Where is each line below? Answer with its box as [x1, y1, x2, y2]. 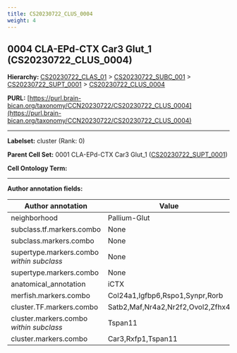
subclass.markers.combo [11, 236, 95, 246]
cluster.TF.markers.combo [11, 302, 99, 312]
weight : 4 [7, 17, 37, 24]
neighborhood [11, 213, 59, 223]
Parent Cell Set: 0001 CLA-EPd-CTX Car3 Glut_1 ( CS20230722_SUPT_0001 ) [7, 150, 228, 159]
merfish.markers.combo [11, 291, 90, 301]
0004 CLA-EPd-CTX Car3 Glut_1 [7, 43, 152, 55]
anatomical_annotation [11, 280, 86, 289]
